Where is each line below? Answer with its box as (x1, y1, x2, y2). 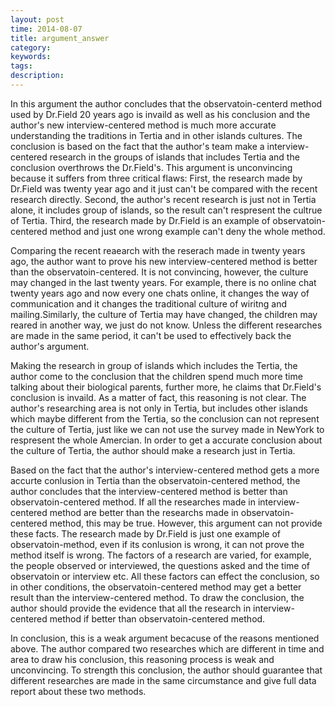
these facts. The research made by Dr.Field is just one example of (10, 527, 282, 540)
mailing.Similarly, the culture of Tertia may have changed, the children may (10, 308, 318, 320)
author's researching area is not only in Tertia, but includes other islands (10, 402, 308, 414)
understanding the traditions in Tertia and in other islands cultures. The (10, 129, 303, 141)
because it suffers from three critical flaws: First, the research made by (10, 172, 303, 184)
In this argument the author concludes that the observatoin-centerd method (10, 97, 323, 110)
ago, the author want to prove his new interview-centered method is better (10, 255, 318, 267)
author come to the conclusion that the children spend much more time (10, 370, 303, 382)
